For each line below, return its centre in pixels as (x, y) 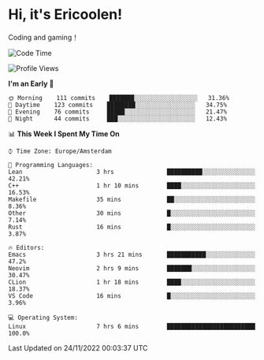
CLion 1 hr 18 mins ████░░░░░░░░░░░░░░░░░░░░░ (132, 282)
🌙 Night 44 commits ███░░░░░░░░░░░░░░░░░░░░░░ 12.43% (117, 119)
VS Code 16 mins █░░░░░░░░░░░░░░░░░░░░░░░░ (132, 296)
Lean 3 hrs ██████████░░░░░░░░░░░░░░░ (132, 172)
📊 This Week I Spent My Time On (64, 134)
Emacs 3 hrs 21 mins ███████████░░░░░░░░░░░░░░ (132, 254)
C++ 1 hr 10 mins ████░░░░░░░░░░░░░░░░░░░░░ (132, 186)
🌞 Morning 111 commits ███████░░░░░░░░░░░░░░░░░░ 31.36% (119, 98)
